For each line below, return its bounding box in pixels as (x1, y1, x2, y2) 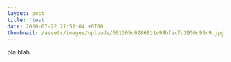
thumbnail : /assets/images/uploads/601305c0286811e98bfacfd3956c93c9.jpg (7, 29, 225, 37)
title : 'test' (7, 17, 48, 23)
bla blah (7, 48, 30, 56)
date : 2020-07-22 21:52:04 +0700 (7, 23, 104, 30)
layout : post (7, 10, 45, 17)
